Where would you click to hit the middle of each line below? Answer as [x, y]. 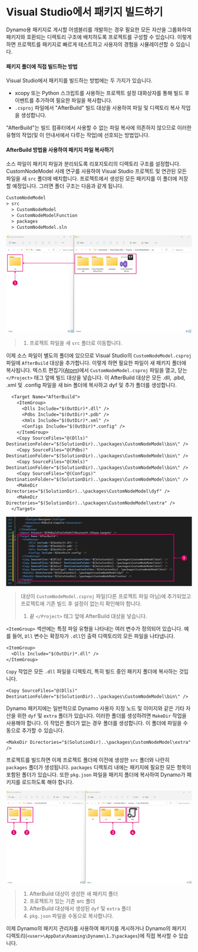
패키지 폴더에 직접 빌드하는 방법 [42, 66]
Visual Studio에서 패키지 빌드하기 [85, 12]
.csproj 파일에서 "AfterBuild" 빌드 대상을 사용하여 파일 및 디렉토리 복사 [97, 108]
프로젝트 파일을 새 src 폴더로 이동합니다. [76, 343]
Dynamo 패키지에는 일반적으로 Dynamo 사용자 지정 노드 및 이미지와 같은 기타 [95, 708]
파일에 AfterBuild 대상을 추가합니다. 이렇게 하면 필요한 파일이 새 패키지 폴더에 [96, 363]
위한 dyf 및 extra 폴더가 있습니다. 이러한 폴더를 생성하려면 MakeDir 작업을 [102, 716]
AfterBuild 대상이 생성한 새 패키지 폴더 [74, 894]
